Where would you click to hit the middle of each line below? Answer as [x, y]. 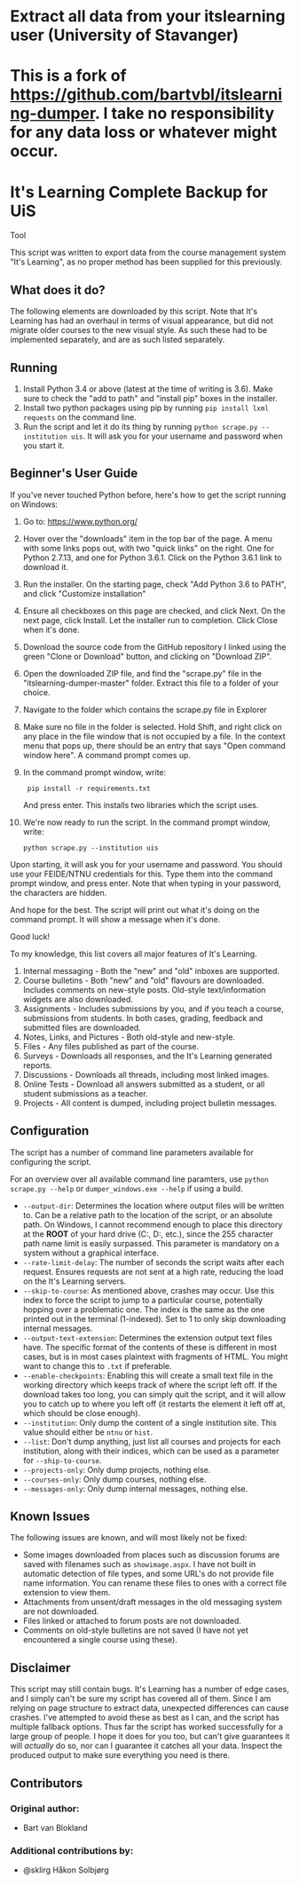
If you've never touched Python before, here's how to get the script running [148, 495]
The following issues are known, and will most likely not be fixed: [129, 1538]
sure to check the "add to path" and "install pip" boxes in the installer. [150, 398]
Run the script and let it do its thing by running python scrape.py [140, 426]
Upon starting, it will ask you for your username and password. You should [146, 864]
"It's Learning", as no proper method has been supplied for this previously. [146, 262]
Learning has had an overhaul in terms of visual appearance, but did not [142, 321]
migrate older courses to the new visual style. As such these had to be [139, 330]
